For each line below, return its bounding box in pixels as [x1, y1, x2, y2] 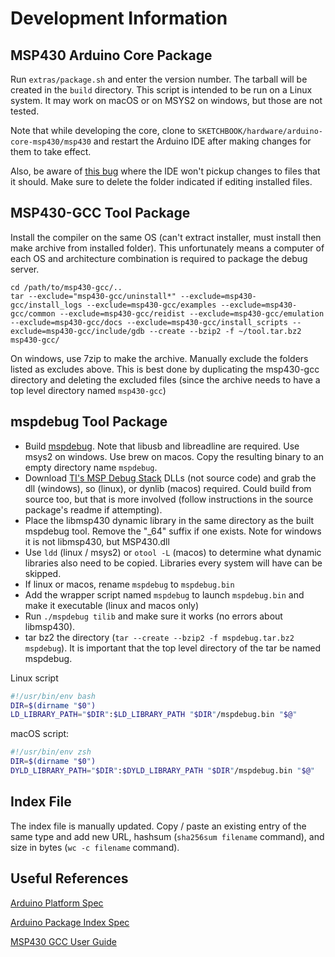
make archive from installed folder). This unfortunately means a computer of [10, 242, 325, 254]
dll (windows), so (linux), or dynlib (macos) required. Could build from [24, 482, 312, 494]
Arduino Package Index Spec [10, 916, 130, 928]
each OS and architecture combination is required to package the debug [10, 252, 308, 264]
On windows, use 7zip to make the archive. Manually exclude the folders [10, 352, 309, 364]
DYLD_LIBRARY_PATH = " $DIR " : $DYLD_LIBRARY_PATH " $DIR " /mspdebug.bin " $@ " [10, 766, 315, 776]
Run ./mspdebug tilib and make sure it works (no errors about [24, 610, 283, 622]
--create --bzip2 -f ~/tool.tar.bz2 [148, 326, 302, 336]
